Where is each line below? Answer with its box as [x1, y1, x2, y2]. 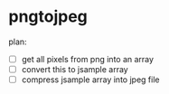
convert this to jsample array [21, 64, 128, 74]
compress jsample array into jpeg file [21, 74, 160, 85]
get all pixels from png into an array [21, 53, 155, 64]
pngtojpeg [8, 6, 88, 27]
